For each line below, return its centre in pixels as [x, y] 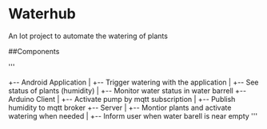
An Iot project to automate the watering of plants [88, 36]
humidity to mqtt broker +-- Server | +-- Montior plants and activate [120, 107]
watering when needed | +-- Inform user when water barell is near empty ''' [133, 115]
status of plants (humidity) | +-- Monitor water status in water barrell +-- [127, 90]
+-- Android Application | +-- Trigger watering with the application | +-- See [133, 82]
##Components [34, 51]
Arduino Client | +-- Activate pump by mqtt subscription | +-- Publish [122, 99]
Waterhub [42, 14]
